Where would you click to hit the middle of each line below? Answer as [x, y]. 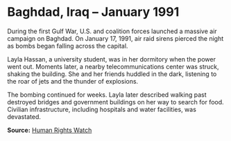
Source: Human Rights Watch [50, 130]
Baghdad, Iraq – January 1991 [93, 12]
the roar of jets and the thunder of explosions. [73, 81]
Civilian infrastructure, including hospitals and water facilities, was [102, 109]
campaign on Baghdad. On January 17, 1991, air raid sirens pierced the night [115, 38]
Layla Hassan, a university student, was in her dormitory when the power [112, 59]
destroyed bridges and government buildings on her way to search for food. [115, 102]
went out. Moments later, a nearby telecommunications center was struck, [113, 66]
